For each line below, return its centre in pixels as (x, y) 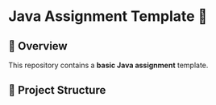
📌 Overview (38, 46)
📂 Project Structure (57, 90)
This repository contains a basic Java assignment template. (108, 65)
